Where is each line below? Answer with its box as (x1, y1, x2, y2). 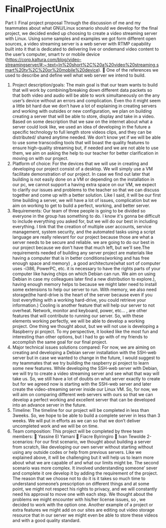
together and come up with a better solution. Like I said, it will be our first (12, 192, 161, 198)
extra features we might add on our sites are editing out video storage (12, 507, 155, 513)
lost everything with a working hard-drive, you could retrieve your (12, 297, 146, 303)
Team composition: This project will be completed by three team (12, 428, 143, 434)
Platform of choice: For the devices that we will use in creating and (12, 161, 148, 166)
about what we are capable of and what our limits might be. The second (12, 459, 159, 465)
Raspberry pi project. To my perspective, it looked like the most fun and (12, 328, 158, 334)
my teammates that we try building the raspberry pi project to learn (12, 360, 149, 366)
